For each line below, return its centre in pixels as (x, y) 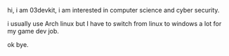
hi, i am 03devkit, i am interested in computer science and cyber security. (113, 10)
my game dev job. (33, 31)
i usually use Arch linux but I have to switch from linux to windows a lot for (115, 23)
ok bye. (18, 44)
